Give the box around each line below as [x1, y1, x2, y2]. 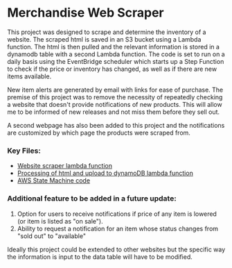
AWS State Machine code [17, 176, 91, 185]
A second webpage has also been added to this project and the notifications [7, 121, 225, 129]
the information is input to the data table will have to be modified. [7, 252, 193, 261]
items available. [7, 72, 52, 81]
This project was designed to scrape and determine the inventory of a [7, 28, 206, 36]
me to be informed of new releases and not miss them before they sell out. [7, 108, 220, 116]
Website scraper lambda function [17, 162, 113, 170]
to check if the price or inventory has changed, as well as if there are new [7, 65, 217, 73]
